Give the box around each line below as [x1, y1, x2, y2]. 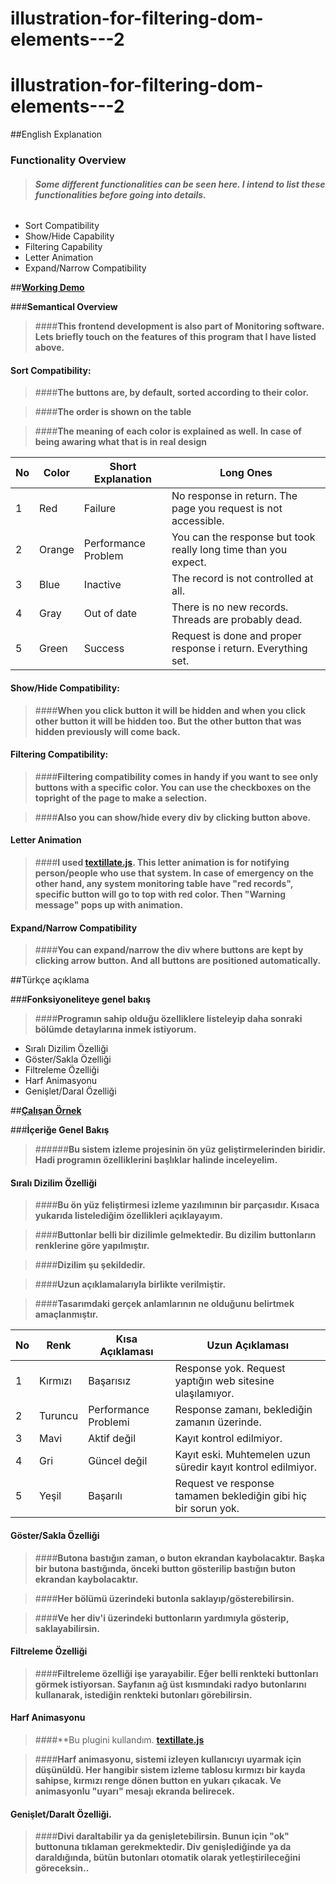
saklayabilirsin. [34, 1622, 100, 1634]
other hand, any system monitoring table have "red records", [34, 878, 294, 890]
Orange [39, 543, 75, 557]
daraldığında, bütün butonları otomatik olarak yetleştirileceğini [34, 1852, 301, 1864]
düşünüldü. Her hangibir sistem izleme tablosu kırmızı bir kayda [34, 1764, 306, 1776]
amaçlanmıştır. [34, 1308, 99, 1321]
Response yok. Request [174, 1362, 286, 1376]
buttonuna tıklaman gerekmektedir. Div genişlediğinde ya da [34, 1841, 292, 1853]
